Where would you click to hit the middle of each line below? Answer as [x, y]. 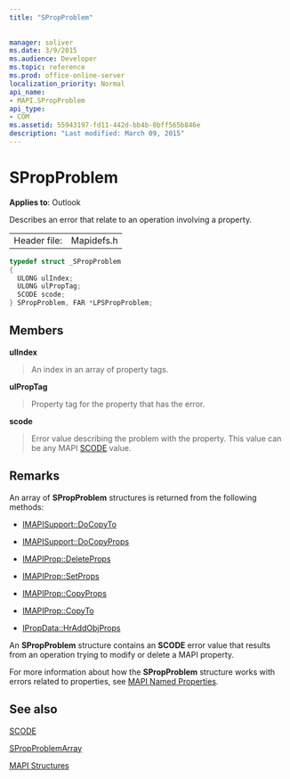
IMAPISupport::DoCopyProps [76, 541]
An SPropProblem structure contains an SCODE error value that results [140, 645]
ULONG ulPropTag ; [49, 286]
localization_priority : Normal [67, 84]
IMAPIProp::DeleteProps [66, 559]
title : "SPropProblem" [51, 17]
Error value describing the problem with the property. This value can [156, 439]
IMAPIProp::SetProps [60, 576]
